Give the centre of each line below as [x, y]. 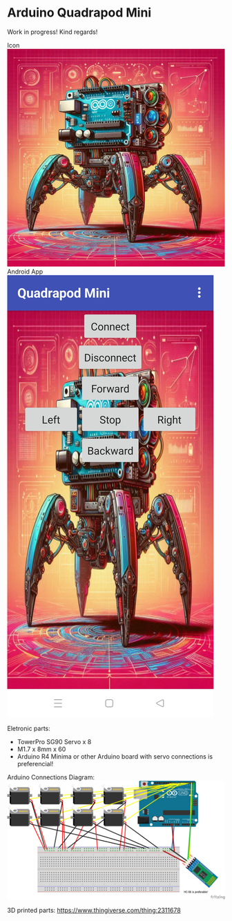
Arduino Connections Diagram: [51, 777]
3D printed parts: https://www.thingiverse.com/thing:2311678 [94, 910]
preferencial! [35, 763]
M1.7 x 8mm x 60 [41, 749]
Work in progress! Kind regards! [52, 32]
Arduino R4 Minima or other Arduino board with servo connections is [115, 756]
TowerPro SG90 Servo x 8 [54, 741]
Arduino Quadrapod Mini [79, 13]
